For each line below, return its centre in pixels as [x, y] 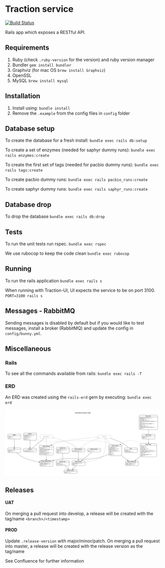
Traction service [39, 9]
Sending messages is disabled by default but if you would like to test [75, 323]
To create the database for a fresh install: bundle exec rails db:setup [76, 140]
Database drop [28, 205]
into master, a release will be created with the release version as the [74, 546]
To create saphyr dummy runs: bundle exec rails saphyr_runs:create [76, 189]
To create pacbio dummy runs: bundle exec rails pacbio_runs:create [76, 180]
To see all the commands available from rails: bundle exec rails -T [73, 373]
